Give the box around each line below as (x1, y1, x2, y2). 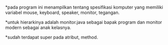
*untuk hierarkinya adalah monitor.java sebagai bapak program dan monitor (5, 19, 162, 25)
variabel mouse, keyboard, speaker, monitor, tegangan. (5, 9, 120, 15)
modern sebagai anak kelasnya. (5, 24, 72, 30)
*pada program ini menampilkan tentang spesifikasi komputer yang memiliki (5, 4, 163, 10)
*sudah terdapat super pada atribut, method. (5, 34, 98, 40)
